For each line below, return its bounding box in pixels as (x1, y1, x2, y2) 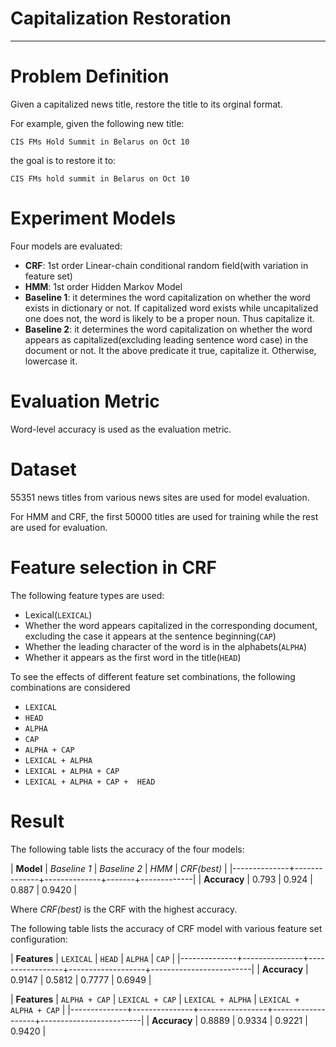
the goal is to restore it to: (10, 154, 117, 166)
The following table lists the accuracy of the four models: (10, 843, 245, 855)
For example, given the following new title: (10, 117, 185, 129)
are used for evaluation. (10, 521, 108, 533)
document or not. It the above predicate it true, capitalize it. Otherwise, (24, 344, 317, 356)
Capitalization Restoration (10, 7, 232, 30)
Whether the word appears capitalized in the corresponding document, (24, 619, 318, 631)
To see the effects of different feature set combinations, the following (10, 670, 296, 682)
